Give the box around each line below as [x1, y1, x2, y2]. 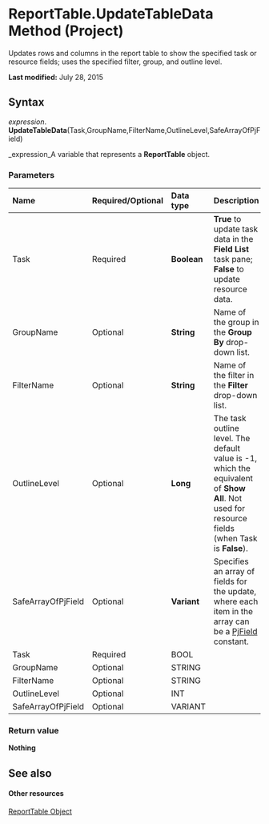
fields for [213, 576, 247, 587]
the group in [213, 317, 259, 328]
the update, [213, 586, 257, 597]
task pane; [213, 254, 254, 265]
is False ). [213, 543, 248, 554]
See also [8, 766, 52, 780]
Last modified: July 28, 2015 [8, 72, 104, 82]
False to [213, 263, 244, 275]
